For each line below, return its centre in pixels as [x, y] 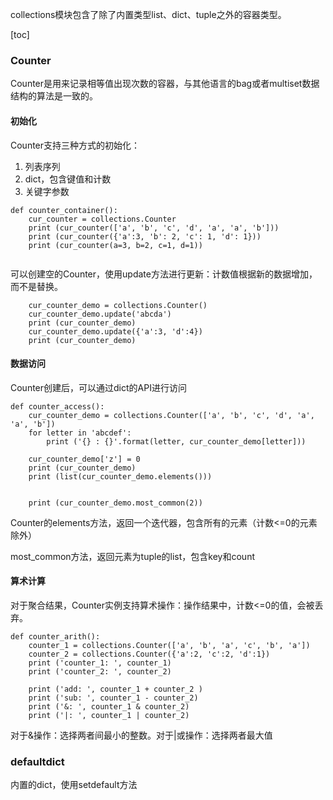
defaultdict [37, 761]
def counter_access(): [57, 406]
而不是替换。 [36, 286]
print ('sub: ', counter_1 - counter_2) [113, 698]
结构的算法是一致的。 [54, 96]
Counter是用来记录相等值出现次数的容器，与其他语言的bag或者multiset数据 [165, 84]
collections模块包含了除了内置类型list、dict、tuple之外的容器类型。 [148, 14]
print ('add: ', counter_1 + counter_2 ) [115, 689]
